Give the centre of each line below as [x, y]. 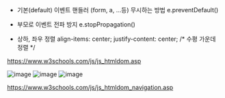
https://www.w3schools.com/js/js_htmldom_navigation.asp [90, 87]
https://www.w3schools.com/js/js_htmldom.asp [74, 61]
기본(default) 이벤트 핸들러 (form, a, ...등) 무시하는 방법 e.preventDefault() [118, 10]
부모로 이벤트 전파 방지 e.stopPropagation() [76, 24]
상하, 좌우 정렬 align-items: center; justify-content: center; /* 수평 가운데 [116, 39]
